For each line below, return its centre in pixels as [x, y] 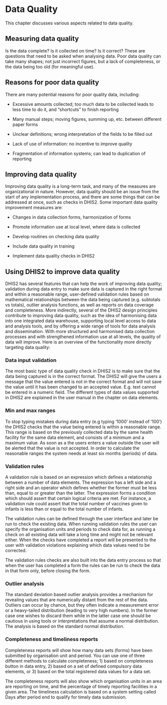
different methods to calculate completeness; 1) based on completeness [79, 661]
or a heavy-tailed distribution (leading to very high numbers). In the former [82, 611]
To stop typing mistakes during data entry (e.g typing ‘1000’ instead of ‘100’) [83, 421]
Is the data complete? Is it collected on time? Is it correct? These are [75, 50]
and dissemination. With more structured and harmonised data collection [80, 332]
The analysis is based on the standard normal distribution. [65, 626]
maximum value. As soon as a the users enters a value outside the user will [82, 442]
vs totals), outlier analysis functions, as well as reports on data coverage [80, 305]
